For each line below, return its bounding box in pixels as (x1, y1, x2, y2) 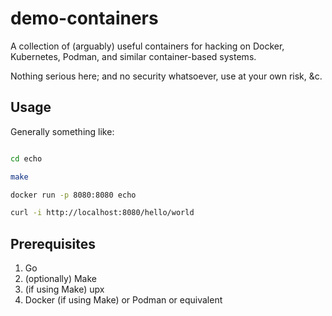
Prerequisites (10, 235, 96, 252)
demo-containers (10, 7, 159, 30)
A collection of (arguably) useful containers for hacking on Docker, (10, 40, 285, 52)
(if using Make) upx (24, 283, 105, 296)
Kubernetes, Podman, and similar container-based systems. (10, 50, 257, 62)
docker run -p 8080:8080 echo (10, 190, 137, 200)
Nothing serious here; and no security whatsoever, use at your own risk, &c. (10, 70, 323, 82)
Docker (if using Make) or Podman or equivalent (24, 294, 223, 306)
